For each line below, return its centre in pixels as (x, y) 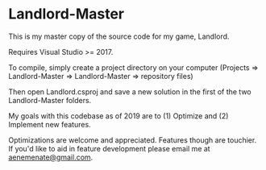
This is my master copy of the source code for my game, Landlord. (119, 36)
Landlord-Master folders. (50, 100)
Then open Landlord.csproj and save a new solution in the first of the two (130, 91)
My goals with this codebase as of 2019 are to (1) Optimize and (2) (118, 116)
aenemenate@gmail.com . (51, 157)
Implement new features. (50, 124)
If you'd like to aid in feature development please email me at (110, 148)
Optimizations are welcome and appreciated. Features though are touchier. (133, 140)
